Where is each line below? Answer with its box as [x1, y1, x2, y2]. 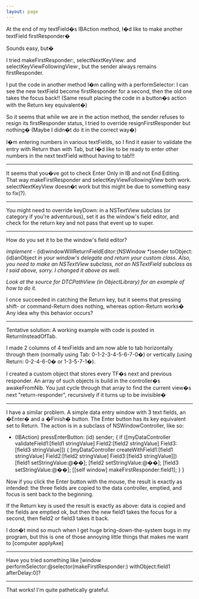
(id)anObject [6, 254, 37, 261]
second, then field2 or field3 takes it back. [6, 514, 110, 522]
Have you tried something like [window [6, 556, 101, 563]
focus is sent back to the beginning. [6, 490, 94, 498]
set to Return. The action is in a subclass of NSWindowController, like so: [6, 422, 184, 429]
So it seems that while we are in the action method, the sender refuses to [6, 113, 185, 120]
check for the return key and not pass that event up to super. [6, 219, 155, 226]
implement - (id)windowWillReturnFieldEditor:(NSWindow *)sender [6, 247, 169, 255]
